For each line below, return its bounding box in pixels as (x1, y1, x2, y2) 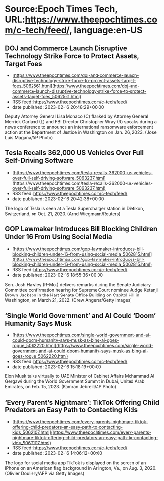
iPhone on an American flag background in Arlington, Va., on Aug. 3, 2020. (5, 465, 157, 471)
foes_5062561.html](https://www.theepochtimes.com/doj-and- (12, 83, 140, 89)
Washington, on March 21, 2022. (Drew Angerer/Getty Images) (5, 297, 132, 303)
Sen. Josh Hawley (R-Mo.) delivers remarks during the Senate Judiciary (5, 281, 151, 287)
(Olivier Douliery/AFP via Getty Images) (5, 470, 85, 477)
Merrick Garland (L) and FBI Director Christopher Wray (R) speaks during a (5, 119, 157, 124)
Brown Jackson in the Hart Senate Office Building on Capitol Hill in (5, 292, 140, 298)
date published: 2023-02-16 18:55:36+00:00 (12, 272, 103, 278)
